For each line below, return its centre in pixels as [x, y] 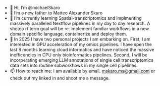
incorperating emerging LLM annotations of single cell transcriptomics [81, 60]
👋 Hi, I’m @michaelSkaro [35, 8]
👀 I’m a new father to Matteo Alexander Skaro [56, 13]
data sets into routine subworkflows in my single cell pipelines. [74, 65]
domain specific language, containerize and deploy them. [68, 34]
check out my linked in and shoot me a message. [60, 78]
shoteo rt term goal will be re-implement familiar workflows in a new [79, 29]
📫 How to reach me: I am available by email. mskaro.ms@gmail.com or [82, 71]
